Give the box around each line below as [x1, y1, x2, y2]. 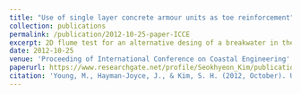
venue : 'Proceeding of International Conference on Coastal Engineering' [9, 55, 291, 64]
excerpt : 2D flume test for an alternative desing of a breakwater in [9, 38, 279, 47]
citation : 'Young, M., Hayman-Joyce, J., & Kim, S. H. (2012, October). [9, 72, 287, 81]
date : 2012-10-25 [9, 47, 74, 56]
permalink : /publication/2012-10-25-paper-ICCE [9, 30, 191, 38]
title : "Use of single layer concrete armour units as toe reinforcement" [9, 13, 295, 22]
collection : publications [9, 21, 106, 30]
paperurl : [9, 64, 47, 73]
